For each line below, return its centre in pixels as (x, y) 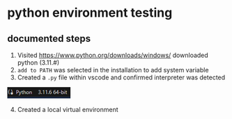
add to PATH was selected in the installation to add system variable (113, 70)
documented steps (49, 39)
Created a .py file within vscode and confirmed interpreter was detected (121, 77)
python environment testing (90, 13)
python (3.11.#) (38, 63)
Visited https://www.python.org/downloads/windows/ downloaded (113, 55)
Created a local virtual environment (68, 110)
